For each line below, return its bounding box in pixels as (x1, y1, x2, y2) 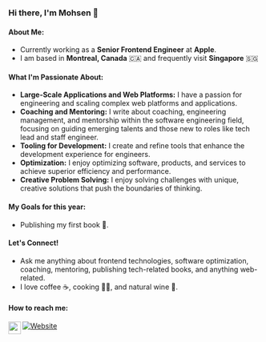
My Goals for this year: (8, 202, 87, 211)
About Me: (8, 27, 45, 37)
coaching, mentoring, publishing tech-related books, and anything (19, 264, 239, 274)
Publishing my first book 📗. (19, 219, 110, 229)
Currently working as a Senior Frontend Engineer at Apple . (19, 45, 217, 54)
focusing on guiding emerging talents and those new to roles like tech (19, 124, 251, 134)
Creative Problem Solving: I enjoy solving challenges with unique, (19, 175, 239, 185)
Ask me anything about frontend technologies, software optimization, (19, 255, 249, 265)
